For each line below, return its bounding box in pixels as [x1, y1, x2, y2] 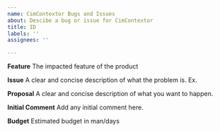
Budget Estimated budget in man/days [7, 117, 120, 126]
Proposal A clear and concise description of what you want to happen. [7, 90, 214, 98]
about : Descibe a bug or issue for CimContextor [7, 17, 154, 24]
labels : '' [7, 30, 40, 37]
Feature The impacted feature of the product [7, 62, 139, 71]
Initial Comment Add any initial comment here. [7, 103, 144, 112]
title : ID [7, 23, 37, 30]
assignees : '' [7, 37, 50, 44]
